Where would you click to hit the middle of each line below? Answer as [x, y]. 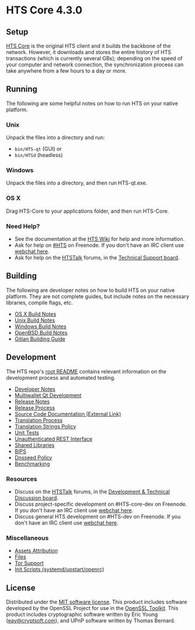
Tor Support [29, 563]
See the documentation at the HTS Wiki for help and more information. [100, 239]
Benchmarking [32, 464]
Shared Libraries [34, 445]
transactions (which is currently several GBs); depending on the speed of [94, 58]
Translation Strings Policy [45, 426]
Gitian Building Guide [40, 339]
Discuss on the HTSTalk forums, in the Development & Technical [92, 491]
